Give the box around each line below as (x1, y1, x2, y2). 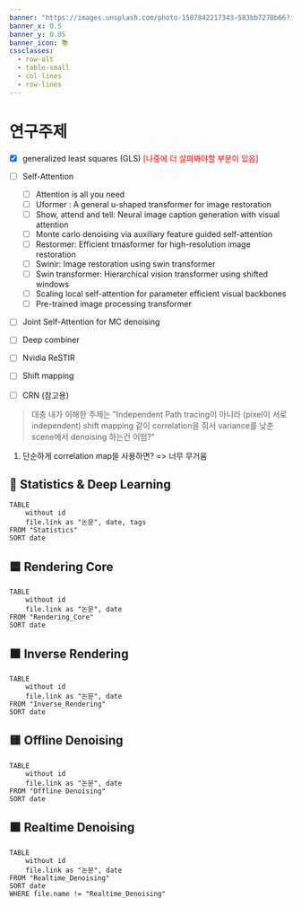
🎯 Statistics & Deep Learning (9, 477, 172, 492)
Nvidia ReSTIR (21, 352, 76, 364)
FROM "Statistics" (9, 526, 78, 535)
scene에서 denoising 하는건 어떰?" (30, 431, 155, 442)
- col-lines (17, 72, 63, 81)
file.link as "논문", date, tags (25, 518, 146, 527)
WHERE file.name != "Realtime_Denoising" (9, 889, 167, 898)
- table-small (17, 64, 70, 73)
